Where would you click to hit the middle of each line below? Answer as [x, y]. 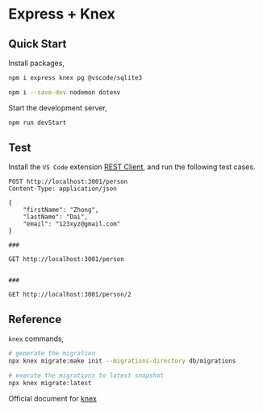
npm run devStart [38, 122]
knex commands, [36, 338]
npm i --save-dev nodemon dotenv [65, 92]
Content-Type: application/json [63, 189]
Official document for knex [52, 398]
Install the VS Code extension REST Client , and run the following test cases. [132, 167]
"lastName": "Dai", [56, 217]
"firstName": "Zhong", [61, 210]
